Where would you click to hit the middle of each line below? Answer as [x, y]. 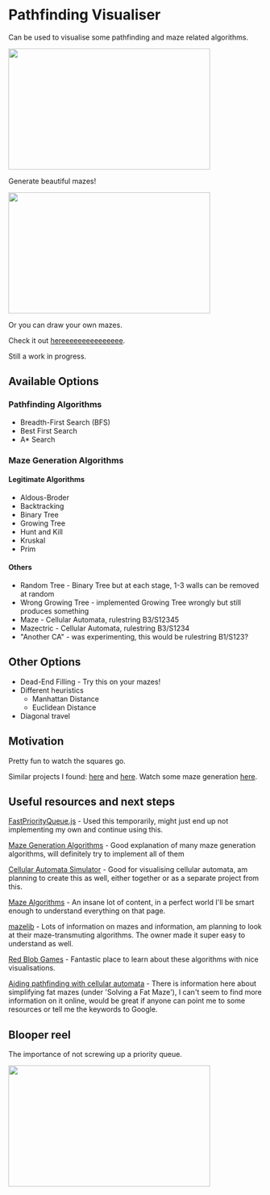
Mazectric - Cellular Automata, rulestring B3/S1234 [105, 628]
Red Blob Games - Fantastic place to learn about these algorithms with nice [134, 959]
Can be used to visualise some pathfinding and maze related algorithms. [128, 37]
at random [37, 593]
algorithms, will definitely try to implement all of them [96, 854]
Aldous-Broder [45, 497]
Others [20, 568]
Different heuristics [52, 690]
